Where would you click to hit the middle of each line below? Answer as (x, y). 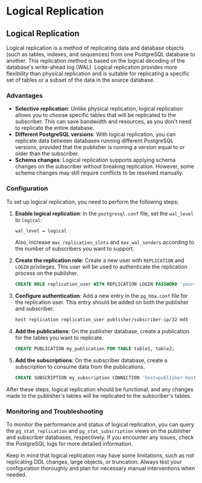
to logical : (28, 220)
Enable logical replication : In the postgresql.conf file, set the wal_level (104, 213)
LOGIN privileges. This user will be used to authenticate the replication (101, 267)
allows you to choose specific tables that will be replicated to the (95, 115)
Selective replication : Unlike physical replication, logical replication (99, 109)
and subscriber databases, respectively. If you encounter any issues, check (100, 437)
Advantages (25, 95)
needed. (17, 475)
